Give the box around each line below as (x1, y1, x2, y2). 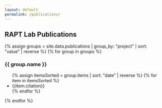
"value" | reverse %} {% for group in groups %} (4, 49, 102, 54)
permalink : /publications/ (4, 12, 61, 17)
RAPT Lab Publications (4, 30, 77, 39)
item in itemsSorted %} (11, 77, 59, 83)
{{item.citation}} (11, 83, 45, 89)
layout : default (4, 7, 38, 12)
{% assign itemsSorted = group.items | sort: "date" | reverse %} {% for (11, 72, 157, 78)
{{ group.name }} (4, 61, 47, 68)
